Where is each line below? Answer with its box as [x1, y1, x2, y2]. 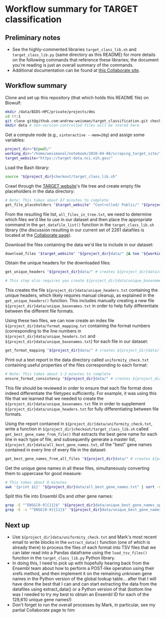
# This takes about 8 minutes [5, 480, 67, 485]
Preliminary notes [5, 33, 60, 42]
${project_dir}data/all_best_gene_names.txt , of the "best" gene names [5, 441, 152, 448]
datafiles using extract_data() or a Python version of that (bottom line [12, 586, 152, 592]
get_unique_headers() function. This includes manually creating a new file [5, 298, 155, 304]
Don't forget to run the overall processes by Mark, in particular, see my [12, 602, 156, 608]
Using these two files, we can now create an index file [5, 318, 114, 324]
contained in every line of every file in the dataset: [5, 447, 107, 452]
